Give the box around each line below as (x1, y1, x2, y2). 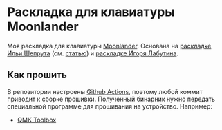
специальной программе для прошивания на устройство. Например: (7, 102, 213, 111)
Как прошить (7, 69, 67, 81)
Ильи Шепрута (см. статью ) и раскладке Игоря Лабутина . (7, 49, 178, 57)
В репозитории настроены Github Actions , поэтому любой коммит (7, 87, 203, 95)
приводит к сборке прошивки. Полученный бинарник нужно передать (7, 95, 216, 103)
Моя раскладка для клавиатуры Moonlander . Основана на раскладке (7, 41, 212, 50)
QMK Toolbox (17, 115, 57, 124)
